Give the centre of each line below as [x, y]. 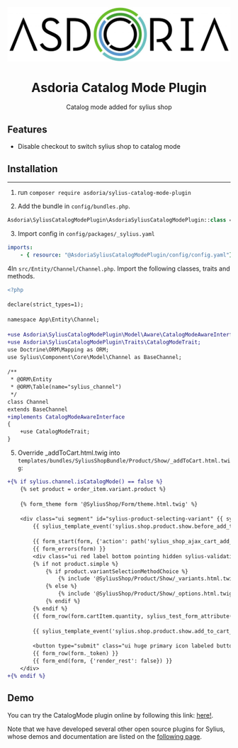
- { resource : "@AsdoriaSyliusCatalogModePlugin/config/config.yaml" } [126, 255]
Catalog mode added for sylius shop [119, 107]
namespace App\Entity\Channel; [53, 320]
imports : [20, 247]
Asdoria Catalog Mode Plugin [119, 87]
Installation [33, 169]
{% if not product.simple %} [76, 564]
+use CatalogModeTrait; [55, 432]
